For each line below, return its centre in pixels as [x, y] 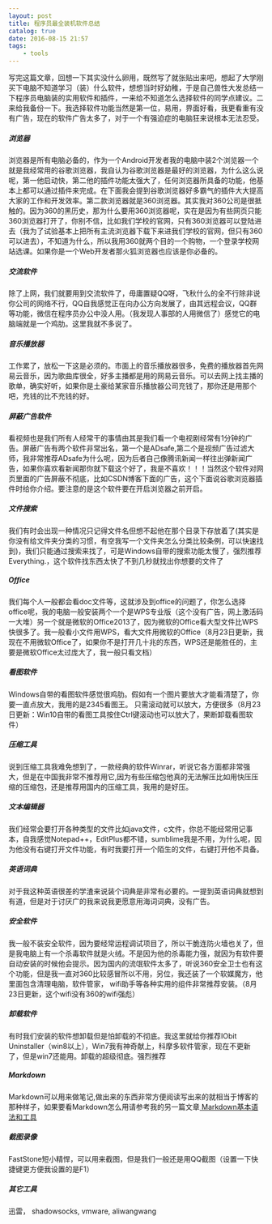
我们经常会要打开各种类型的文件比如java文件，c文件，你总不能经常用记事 [131, 829]
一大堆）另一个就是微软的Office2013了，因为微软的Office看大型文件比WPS [134, 621]
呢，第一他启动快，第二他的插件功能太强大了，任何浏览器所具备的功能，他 [132, 180]
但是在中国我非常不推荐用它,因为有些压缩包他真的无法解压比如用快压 [137, 776]
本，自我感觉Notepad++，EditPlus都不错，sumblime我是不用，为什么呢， [132, 838]
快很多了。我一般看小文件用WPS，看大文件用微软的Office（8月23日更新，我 [136, 632]
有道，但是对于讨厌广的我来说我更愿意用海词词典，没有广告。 [111, 901]
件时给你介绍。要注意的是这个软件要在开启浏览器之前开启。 [108, 488]
